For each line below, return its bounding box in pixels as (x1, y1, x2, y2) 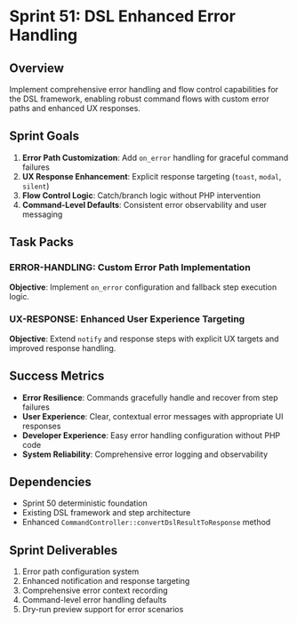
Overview (9, 60, 65, 76)
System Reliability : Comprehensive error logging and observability (21, 449, 269, 459)
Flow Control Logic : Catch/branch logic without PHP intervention (21, 189, 261, 201)
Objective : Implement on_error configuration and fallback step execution (9, 282, 277, 292)
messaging (21, 209, 63, 220)
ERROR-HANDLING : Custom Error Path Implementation (9, 261, 251, 274)
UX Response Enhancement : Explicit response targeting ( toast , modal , (21, 171, 282, 181)
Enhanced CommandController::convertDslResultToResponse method (21, 517, 271, 528)
